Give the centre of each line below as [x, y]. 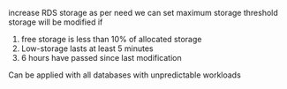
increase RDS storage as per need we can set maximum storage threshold [143, 13]
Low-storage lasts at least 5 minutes [87, 48]
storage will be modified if [56, 22]
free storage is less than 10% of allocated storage [111, 39]
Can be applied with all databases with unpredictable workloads [125, 75]
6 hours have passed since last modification [101, 58]
